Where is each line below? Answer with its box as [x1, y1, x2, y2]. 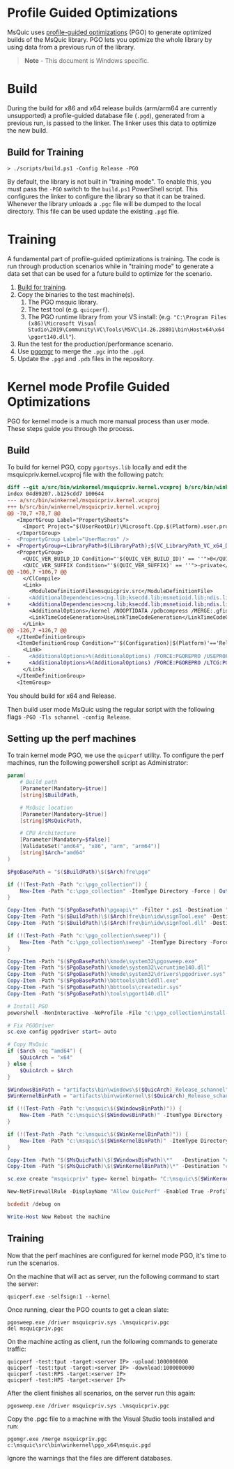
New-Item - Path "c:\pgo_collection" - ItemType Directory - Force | [19, 887, 217, 895]
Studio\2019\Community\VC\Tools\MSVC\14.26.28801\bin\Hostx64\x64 [27, 326, 225, 333]
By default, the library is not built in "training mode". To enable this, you [7, 177, 212, 186]
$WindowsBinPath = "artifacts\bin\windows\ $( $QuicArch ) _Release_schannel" [7, 1086, 229, 1093]
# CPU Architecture [19, 830, 77, 837]
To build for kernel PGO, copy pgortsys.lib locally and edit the [7, 463, 187, 472]
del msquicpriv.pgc [7, 1325, 64, 1332]
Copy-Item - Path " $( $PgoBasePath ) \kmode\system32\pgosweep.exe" [7, 958, 198, 965]
